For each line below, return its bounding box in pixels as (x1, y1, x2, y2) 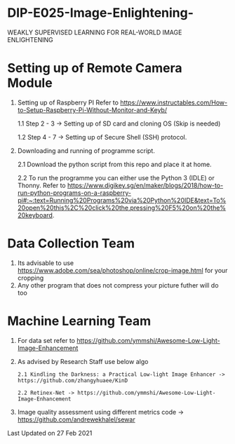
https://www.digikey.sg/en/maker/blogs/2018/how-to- (67, 181, 224, 189)
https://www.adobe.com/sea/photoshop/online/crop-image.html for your (17, 266, 228, 274)
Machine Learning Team (7, 314, 152, 329)
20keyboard (17, 210, 53, 219)
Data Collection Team (7, 236, 135, 252)
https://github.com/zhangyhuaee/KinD (17, 377, 128, 384)
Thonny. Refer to (17, 181, 67, 189)
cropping (17, 274, 44, 282)
